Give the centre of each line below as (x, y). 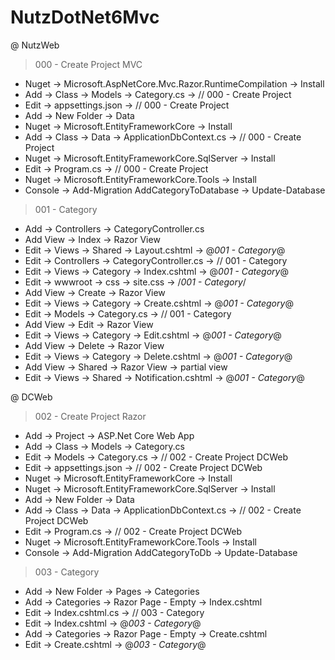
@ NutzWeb (35, 45)
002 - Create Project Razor (90, 416)
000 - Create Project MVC (88, 64)
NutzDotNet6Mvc (85, 17)
